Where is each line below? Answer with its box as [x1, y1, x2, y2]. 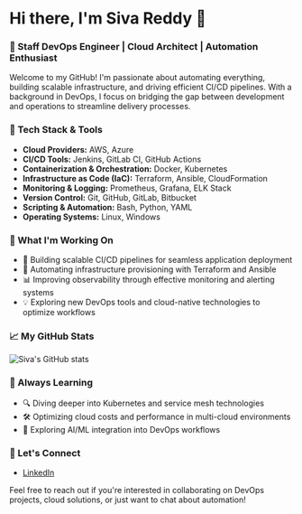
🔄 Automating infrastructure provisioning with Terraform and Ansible [22, 264, 277, 275]
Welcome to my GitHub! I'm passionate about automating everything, [9, 72, 266, 83]
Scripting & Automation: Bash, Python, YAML [22, 201, 193, 212]
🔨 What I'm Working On [9, 234, 114, 247]
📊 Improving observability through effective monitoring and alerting [22, 275, 275, 285]
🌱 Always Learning [9, 377, 93, 389]
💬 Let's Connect [9, 446, 81, 459]
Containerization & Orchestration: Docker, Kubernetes [22, 163, 228, 174]
